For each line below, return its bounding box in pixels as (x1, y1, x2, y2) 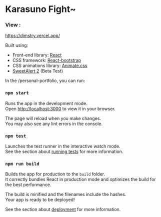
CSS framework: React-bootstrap (12, 57, 81, 63)
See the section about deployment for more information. (5, 206, 121, 212)
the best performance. (5, 181, 51, 188)
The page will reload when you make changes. (5, 115, 101, 121)
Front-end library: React (12, 52, 62, 58)
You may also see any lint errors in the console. (5, 120, 102, 126)
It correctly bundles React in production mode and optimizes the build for (5, 176, 156, 182)
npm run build (5, 161, 39, 166)
